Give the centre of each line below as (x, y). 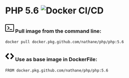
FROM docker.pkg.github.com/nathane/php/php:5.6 (57, 70)
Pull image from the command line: (58, 31)
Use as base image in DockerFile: (56, 60)
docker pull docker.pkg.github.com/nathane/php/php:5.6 (64, 42)
